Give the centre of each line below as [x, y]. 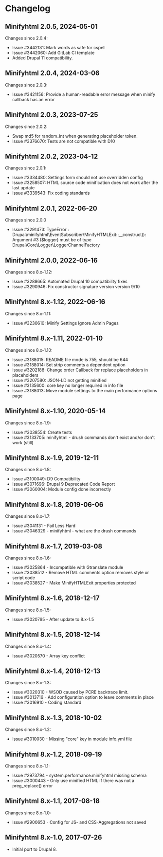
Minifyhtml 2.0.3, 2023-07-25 [52, 115]
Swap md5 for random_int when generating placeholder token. [75, 136]
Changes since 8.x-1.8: [28, 470]
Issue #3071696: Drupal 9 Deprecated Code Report [63, 484]
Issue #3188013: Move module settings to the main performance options [84, 390]
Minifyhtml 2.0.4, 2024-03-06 [52, 73]
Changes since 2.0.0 [26, 220]
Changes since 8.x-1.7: [28, 516]
